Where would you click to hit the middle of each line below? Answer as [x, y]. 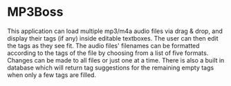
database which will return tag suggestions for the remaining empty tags [111, 67]
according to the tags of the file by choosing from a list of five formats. [108, 53]
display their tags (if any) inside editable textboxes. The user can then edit [113, 38]
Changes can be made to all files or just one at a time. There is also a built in [116, 60]
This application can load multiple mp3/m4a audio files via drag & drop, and [115, 31]
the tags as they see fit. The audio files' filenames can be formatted [103, 45]
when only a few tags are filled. [52, 75]
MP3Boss [35, 12]
